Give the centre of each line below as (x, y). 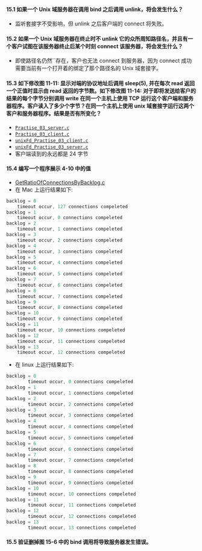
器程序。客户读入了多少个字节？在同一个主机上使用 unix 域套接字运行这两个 (100, 106)
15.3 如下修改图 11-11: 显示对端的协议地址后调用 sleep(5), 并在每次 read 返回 (100, 83)
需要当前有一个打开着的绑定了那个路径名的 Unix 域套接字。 (88, 68)
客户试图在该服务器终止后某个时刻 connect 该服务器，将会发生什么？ (97, 46)
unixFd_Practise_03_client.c (52, 141)
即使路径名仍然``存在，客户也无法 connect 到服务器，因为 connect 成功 (103, 61)
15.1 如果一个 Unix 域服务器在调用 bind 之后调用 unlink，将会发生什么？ (95, 9)
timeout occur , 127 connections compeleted (73, 206)
